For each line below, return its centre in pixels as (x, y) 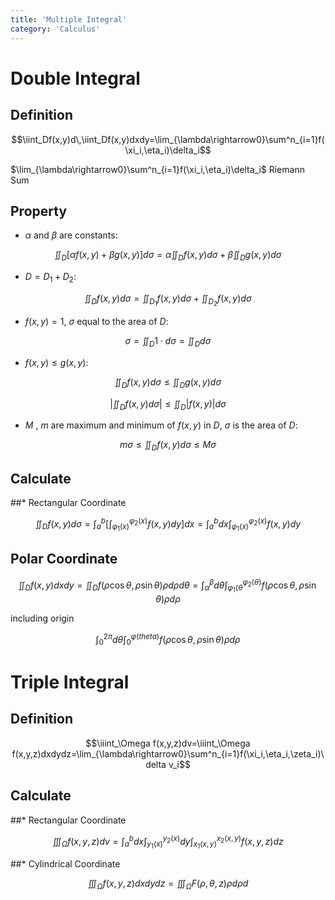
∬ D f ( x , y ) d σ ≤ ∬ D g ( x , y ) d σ (168, 383)
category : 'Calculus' (55, 29)
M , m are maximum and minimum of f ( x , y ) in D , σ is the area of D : (161, 425)
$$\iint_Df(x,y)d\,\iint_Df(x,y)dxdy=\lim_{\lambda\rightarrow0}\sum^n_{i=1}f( (168, 139)
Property (39, 211)
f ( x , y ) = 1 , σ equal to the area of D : (96, 322)
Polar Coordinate (64, 559)
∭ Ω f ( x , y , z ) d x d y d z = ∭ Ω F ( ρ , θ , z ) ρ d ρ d (168, 884)
